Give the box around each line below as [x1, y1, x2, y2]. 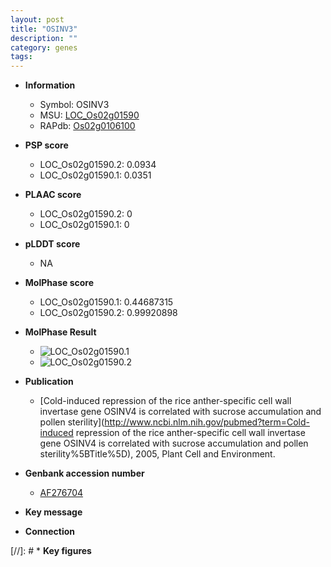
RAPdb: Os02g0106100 [39, 120, 136, 132]
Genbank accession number [24, 467, 145, 480]
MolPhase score [24, 277, 94, 289]
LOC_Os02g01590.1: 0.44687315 [39, 296, 174, 308]
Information [24, 79, 76, 91]
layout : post [10, 14, 65, 25]
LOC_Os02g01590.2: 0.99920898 [39, 307, 178, 319]
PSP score [24, 139, 69, 151]
